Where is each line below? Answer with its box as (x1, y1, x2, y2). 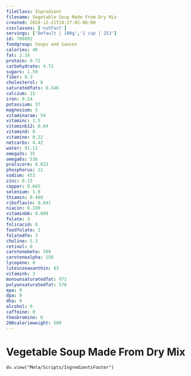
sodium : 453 (6, 173, 35, 179)
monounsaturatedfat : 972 (6, 276, 67, 282)
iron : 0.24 (6, 96, 33, 102)
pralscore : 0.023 (6, 162, 49, 167)
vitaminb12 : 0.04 (6, 123, 49, 129)
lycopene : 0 (6, 260, 35, 266)
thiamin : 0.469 (6, 194, 43, 200)
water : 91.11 (6, 145, 38, 151)
